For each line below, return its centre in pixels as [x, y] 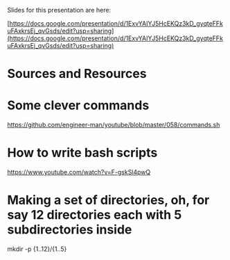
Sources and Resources [77, 74]
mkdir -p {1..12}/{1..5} [37, 249]
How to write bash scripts [82, 153]
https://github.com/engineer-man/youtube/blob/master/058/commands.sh [114, 125]
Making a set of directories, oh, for [108, 200]
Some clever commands [78, 105]
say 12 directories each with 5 [95, 215]
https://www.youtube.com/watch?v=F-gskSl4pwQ [79, 172]
